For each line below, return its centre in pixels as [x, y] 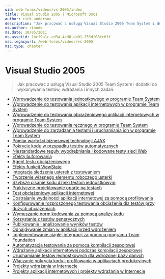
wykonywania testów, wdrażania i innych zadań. [66, 89]
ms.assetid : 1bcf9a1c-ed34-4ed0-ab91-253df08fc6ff [58, 37]
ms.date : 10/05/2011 [26, 32]
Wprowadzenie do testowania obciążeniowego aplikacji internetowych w [86, 114]
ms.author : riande [24, 28]
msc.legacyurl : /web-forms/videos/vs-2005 [49, 42]
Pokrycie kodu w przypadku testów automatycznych [65, 146]
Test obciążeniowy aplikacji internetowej [53, 193]
